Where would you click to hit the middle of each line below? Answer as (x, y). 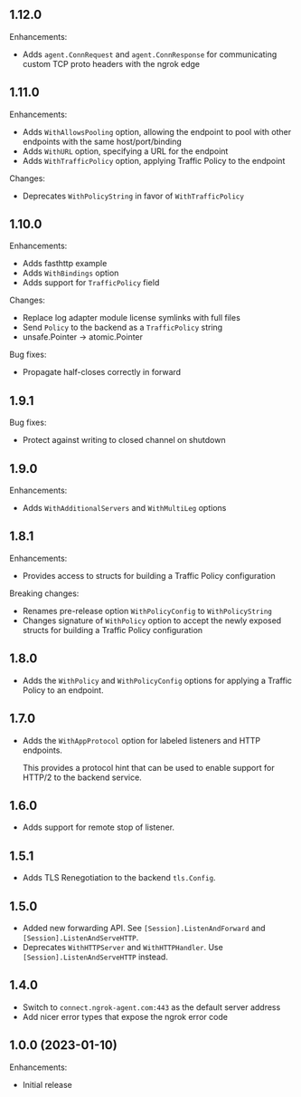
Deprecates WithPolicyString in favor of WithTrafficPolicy (133, 196)
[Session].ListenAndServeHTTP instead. (95, 957)
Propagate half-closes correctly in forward (102, 372)
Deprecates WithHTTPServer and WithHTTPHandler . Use (122, 947)
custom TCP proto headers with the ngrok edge (111, 63)
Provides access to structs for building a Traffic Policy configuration (149, 575)
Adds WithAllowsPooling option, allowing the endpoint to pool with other (157, 131)
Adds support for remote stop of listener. (98, 827)
